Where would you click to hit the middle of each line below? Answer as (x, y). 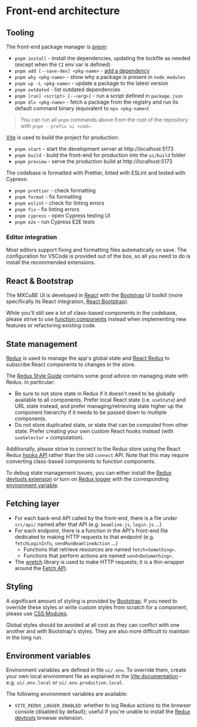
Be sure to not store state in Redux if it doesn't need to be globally (95, 393)
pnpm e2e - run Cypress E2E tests (55, 222)
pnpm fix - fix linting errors (47, 209)
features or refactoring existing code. (51, 325)
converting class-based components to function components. (81, 461)
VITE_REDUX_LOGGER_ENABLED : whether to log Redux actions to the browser (103, 705)
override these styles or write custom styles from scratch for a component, (97, 607)
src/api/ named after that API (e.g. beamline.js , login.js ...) (88, 524)
